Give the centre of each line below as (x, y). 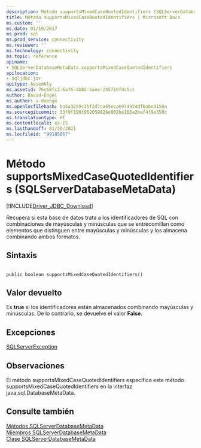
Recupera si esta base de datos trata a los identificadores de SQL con (92, 217)
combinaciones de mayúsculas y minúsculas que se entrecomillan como (95, 224)
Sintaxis (22, 255)
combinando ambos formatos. (43, 237)
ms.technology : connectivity (42, 51)
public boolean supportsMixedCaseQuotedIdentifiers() (75, 274)
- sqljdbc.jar (24, 78)
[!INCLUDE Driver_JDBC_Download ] (50, 206)
